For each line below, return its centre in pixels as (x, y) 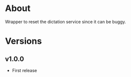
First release (25, 70)
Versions (24, 41)
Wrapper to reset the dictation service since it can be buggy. (65, 22)
